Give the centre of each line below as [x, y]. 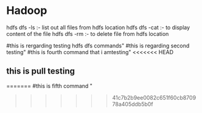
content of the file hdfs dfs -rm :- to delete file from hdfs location [88, 33]
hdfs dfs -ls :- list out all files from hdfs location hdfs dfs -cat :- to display [98, 27]
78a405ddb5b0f [133, 104]
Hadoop [27, 11]
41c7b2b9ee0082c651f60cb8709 [154, 97]
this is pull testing [40, 71]
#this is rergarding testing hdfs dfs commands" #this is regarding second [98, 46]
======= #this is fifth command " [50, 86]
